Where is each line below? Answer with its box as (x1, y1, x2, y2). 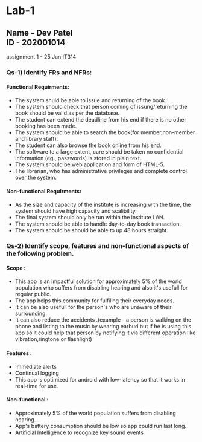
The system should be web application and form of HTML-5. (14, 161, 165, 168)
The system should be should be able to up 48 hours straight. (14, 227, 169, 234)
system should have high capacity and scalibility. (14, 207, 137, 215)
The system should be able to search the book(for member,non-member (14, 129, 195, 136)
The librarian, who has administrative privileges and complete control (14, 167, 187, 175)
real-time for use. (14, 382, 58, 389)
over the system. (14, 174, 57, 181)
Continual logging (14, 369, 59, 377)
